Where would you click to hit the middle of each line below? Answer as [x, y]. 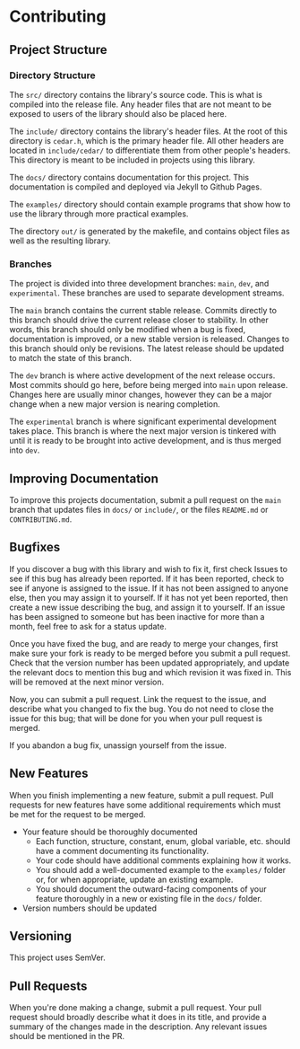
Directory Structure [52, 75]
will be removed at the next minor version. [87, 682]
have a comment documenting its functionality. [122, 851]
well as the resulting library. [60, 241]
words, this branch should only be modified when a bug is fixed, [128, 330]
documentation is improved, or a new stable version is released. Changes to [149, 339]
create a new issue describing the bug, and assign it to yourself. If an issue [147, 607]
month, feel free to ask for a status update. [88, 626]
